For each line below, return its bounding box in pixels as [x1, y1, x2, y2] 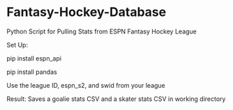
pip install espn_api [6, 54, 62, 63]
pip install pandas [6, 68, 57, 76]
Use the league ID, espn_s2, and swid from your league [6, 81, 165, 89]
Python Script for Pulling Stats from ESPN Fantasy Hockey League [6, 27, 197, 36]
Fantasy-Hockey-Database [6, 4, 167, 20]
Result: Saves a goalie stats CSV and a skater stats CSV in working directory [6, 95, 226, 103]
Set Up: [6, 40, 29, 49]
